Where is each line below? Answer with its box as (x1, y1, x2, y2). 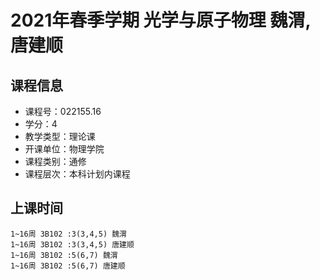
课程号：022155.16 (24, 106, 102, 117)
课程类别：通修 (24, 156, 87, 167)
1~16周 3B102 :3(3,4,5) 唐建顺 (10, 239, 135, 250)
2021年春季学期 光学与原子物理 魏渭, (10, 9, 311, 32)
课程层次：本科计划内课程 (24, 168, 131, 180)
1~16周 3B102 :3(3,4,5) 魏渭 (10, 229, 128, 239)
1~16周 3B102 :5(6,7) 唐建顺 (10, 261, 126, 271)
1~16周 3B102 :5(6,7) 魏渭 (10, 250, 118, 260)
